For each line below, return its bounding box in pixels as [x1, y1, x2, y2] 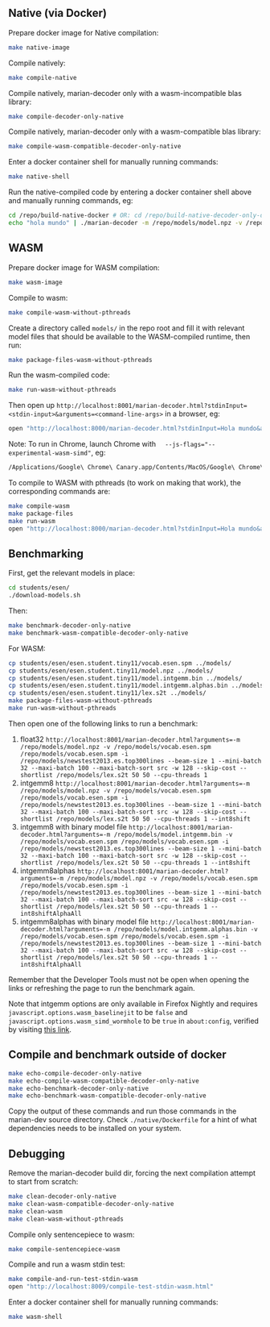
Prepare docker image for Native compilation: [8, 27, 159, 37]
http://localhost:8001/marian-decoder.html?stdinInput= [55, 402, 247, 410]
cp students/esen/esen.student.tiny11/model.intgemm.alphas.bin [8, 681, 228, 690]
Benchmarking [8, 547, 84, 560]
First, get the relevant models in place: [8, 568, 135, 578]
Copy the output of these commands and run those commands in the [8, 1106, 237, 1116]
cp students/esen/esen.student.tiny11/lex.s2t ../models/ [8, 689, 207, 697]
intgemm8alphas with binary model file [19, 917, 149, 926]
